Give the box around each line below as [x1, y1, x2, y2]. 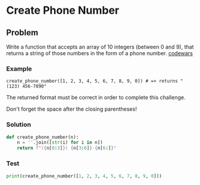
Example [6, 64, 32, 72]
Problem [6, 28, 39, 38]
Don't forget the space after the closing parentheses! [6, 105, 137, 113]
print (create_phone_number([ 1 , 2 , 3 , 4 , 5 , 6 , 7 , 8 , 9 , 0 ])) [6, 173, 162, 179]
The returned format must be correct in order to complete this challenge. [6, 94, 186, 101]
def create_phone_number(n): [6, 134, 79, 140]
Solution [6, 120, 32, 129]
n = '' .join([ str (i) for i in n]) [17, 139, 103, 145]
